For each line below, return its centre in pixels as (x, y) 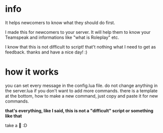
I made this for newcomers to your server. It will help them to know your (78, 32)
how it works (32, 72)
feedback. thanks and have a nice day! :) (46, 52)
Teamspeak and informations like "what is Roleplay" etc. (62, 37)
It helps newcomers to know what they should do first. (60, 23)
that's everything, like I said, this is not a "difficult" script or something (79, 110)
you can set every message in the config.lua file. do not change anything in (81, 85)
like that (14, 116)
